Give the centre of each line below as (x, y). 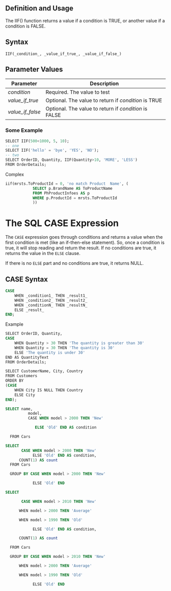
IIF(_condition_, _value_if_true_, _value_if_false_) (64, 54)
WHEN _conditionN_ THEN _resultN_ (51, 305)
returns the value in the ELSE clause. (43, 254)
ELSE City (25, 395)
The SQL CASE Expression (62, 223)
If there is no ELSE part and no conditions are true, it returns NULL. (75, 263)
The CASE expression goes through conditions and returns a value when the (84, 237)
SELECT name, (19, 409)
